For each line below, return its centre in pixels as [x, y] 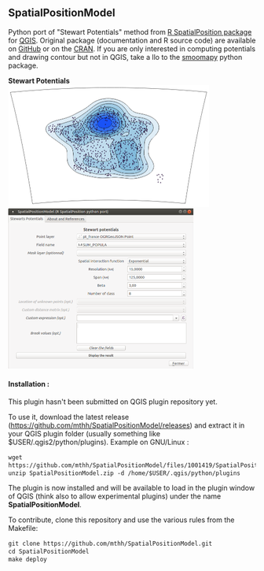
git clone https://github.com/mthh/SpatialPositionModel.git [110, 543]
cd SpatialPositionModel [49, 551]
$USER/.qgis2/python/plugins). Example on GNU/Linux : [99, 442]
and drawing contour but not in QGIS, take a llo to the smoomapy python [125, 57]
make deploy [27, 559]
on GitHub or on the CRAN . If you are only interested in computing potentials [132, 48]
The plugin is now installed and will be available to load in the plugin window [132, 488]
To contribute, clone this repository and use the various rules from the [121, 520]
